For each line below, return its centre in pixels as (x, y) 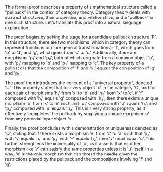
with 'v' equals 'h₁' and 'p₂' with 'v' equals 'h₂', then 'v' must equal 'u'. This (80, 138)
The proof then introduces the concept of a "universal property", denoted (79, 83)
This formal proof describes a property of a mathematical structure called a (81, 7)
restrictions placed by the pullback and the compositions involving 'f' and (79, 159)
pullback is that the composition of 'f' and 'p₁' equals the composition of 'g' (80, 68)
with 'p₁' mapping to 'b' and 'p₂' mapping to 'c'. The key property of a (74, 63)
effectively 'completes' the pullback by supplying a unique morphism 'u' (77, 113)
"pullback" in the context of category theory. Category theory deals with (78, 12)
